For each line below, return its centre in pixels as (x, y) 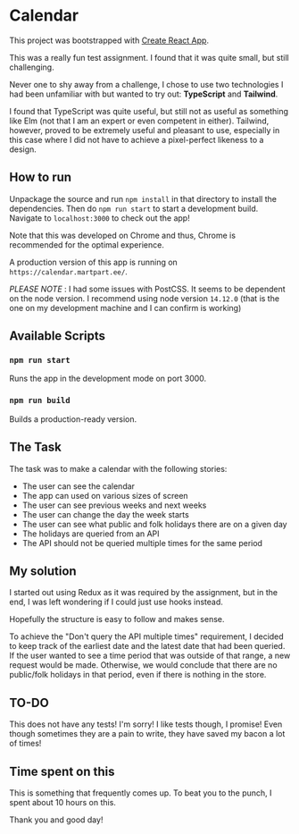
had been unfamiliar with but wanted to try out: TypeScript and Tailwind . (144, 94)
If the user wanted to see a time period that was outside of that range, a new (150, 656)
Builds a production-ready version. (73, 419)
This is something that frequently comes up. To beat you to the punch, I (141, 793)
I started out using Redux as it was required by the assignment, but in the (144, 593)
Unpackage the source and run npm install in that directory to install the (143, 198)
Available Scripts (57, 336)
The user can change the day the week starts (105, 514)
